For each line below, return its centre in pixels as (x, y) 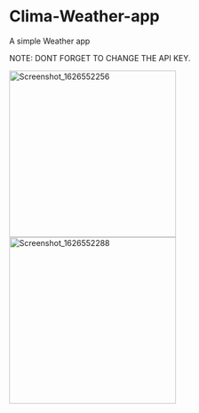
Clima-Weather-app (84, 16)
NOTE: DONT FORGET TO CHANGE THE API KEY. (100, 58)
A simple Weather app (50, 41)
